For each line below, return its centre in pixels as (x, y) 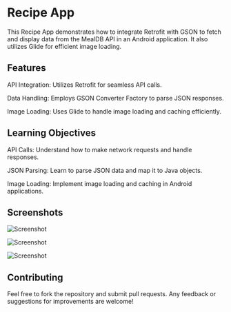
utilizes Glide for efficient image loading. (64, 46)
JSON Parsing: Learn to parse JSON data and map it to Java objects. (105, 170)
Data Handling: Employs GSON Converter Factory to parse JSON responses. (115, 98)
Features (27, 68)
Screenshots (35, 212)
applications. (25, 191)
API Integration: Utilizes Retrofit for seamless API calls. (84, 85)
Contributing (35, 277)
